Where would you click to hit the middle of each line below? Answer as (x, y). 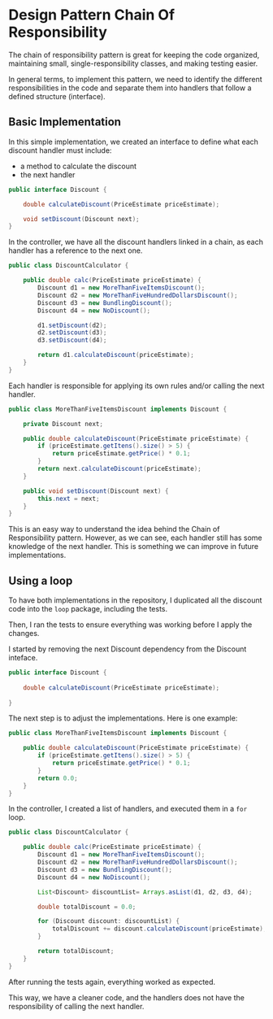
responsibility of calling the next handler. (76, 1006)
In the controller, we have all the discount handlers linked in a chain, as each (136, 242)
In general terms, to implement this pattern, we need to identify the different (135, 79)
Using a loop (41, 580)
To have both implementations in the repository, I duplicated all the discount (135, 600)
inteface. (23, 658)
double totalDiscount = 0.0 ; (87, 907)
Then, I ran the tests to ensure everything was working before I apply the (130, 625)
